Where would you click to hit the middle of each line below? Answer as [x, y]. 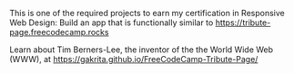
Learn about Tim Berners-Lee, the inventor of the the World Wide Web [142, 50]
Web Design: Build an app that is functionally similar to [112, 23]
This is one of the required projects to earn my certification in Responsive [147, 13]
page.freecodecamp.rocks [59, 32]
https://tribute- [243, 23]
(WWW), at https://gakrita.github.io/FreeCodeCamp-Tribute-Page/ [134, 59]
